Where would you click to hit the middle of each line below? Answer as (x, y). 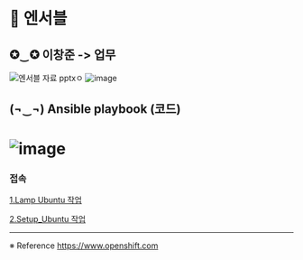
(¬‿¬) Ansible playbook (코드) (95, 109)
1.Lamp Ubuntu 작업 (46, 200)
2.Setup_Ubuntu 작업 (48, 218)
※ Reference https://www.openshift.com (84, 246)
